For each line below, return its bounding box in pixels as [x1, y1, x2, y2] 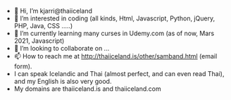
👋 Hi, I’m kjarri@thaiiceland [13, 7, 93, 15]
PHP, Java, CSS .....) [13, 22, 73, 30]
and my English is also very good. [13, 77, 112, 85]
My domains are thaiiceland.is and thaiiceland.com [13, 85, 161, 93]
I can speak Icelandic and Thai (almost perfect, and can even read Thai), [13, 70, 225, 77]
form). [13, 62, 32, 70]
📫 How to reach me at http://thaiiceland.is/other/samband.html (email [13, 52, 218, 60]
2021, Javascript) [13, 37, 65, 45]
